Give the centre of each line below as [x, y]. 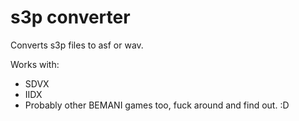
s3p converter [70, 17]
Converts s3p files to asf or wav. [77, 45]
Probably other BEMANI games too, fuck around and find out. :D [157, 105]
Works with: [35, 64]
